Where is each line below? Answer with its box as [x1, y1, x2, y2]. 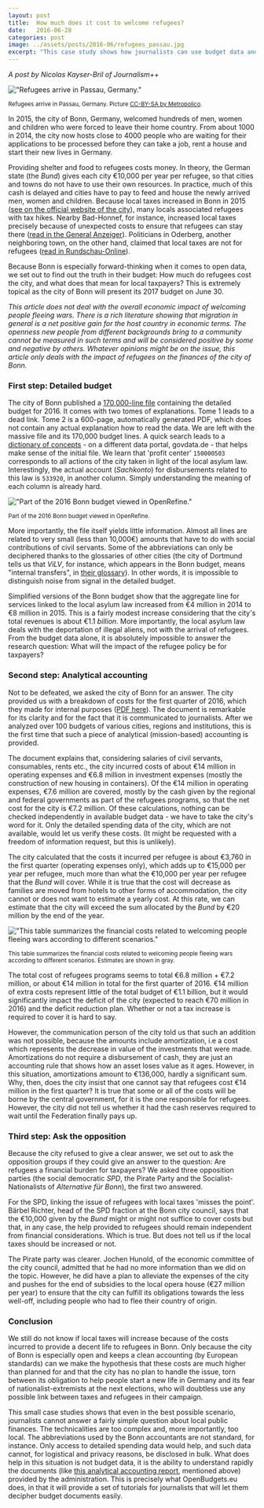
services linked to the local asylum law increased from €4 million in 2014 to [8, 600, 251, 609]
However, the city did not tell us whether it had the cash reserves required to [8, 1102, 256, 1112]
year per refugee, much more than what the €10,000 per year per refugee [8, 869, 247, 878]
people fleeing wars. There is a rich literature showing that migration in [8, 310, 238, 320]
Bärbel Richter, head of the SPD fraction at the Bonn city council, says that [8, 1206, 249, 1215]
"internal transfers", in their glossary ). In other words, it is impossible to [8, 568, 239, 577]
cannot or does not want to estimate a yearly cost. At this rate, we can [8, 894, 236, 903]
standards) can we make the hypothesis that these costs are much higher [8, 1359, 246, 1369]
